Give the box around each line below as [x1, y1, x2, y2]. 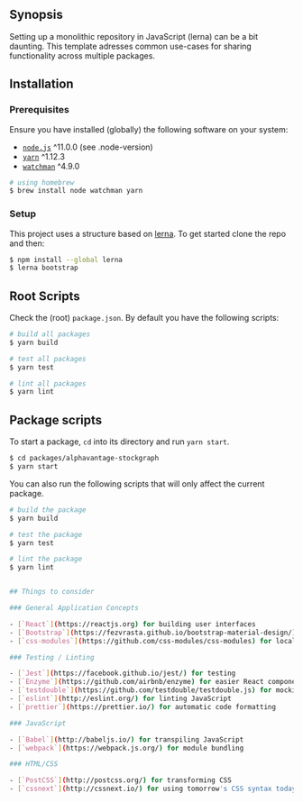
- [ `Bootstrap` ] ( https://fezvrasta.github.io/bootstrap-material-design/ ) [9, 628, 297, 637]
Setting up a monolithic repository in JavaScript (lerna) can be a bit [9, 31, 259, 41]
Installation [9, 77, 74, 92]
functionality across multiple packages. [9, 50, 156, 61]
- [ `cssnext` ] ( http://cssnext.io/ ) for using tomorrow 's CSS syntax [9, 784, 272, 794]
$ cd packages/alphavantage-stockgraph [9, 454, 160, 463]
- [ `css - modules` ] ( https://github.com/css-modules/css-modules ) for [9, 636, 272, 645]
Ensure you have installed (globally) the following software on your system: [9, 123, 289, 134]
